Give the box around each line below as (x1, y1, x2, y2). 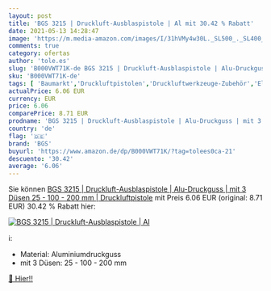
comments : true (8, 42, 60, 50)
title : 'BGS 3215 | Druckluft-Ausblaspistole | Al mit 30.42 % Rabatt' (8, 19, 254, 27)
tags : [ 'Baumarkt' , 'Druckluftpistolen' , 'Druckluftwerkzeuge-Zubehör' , (8, 79, 254, 87)
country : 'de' (8, 124, 56, 133)
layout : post (8, 11, 52, 20)
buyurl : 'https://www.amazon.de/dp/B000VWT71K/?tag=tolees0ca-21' (8, 147, 236, 155)
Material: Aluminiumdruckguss (19, 250, 122, 259)
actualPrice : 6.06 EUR (8, 86, 85, 95)
